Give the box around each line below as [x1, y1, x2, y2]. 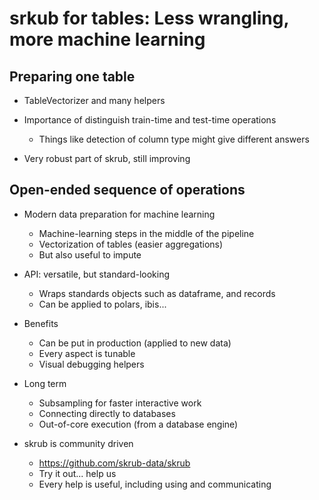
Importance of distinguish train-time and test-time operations [23, 114, 277, 126]
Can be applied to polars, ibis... [38, 298, 167, 310]
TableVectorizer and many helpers [23, 95, 166, 106]
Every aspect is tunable [38, 347, 136, 359]
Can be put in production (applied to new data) [38, 337, 232, 349]
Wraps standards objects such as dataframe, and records [38, 287, 276, 299]
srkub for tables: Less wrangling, [9, 7, 289, 30]
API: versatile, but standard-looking [23, 268, 171, 280]
